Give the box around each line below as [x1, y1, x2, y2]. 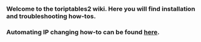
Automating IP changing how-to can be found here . [6, 28, 160, 36]
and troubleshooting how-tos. [6, 12, 97, 20]
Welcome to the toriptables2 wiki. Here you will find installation [6, 5, 196, 13]
